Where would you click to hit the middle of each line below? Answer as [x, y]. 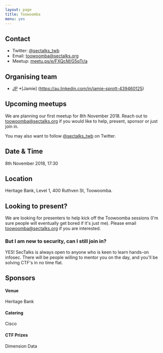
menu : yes [15, 19]
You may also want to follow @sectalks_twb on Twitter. [61, 136]
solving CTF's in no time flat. [34, 262]
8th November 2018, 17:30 [32, 163]
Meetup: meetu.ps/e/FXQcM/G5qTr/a [50, 61]
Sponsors [20, 278]
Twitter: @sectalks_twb [36, 51]
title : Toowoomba [23, 14]
